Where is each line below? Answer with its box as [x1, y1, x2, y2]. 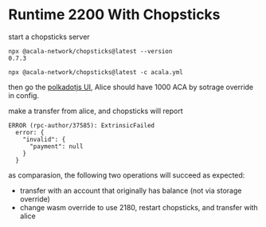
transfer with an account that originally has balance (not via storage [19, 186, 242, 195]
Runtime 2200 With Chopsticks [8, 6, 221, 24]
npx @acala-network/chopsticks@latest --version [8, 47, 173, 55]
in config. [8, 90, 40, 100]
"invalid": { [22, 135, 66, 143]
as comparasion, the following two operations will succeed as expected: [8, 170, 245, 180]
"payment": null [29, 142, 84, 151]
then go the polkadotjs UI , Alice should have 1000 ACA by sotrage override [8, 82, 254, 92]
